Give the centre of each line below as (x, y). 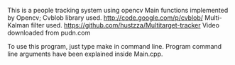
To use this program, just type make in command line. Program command (115, 46)
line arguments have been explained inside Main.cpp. (85, 54)
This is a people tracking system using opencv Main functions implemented (118, 10)
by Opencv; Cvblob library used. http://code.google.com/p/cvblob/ (105, 18)
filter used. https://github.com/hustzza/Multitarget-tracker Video (125, 25)
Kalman (18, 25)
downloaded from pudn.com (49, 32)
